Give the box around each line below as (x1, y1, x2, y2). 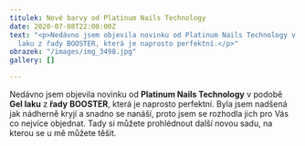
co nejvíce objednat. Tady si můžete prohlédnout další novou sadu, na (9, 118, 273, 129)
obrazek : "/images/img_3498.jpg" (9, 47, 137, 57)
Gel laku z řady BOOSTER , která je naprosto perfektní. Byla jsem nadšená (9, 99, 288, 109)
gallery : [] (9, 56, 55, 65)
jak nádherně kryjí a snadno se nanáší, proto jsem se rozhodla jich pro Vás (9, 109, 289, 119)
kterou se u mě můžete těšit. (9, 128, 117, 138)
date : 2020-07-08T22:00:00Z (9, 22, 117, 31)
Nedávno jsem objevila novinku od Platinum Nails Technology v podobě (9, 89, 283, 99)
